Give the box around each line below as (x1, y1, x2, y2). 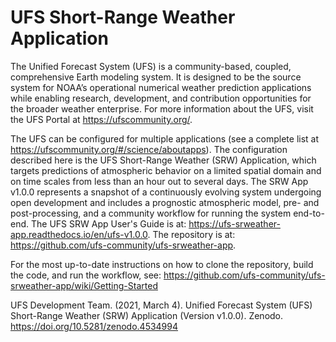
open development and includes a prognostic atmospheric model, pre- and (10, 196, 320, 208)
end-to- (293, 207, 325, 219)
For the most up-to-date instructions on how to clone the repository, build (10, 258, 314, 270)
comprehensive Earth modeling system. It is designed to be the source (10, 71, 302, 83)
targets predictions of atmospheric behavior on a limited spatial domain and (10, 164, 322, 176)
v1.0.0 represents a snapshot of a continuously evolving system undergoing (10, 186, 322, 198)
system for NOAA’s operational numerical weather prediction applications (10, 81, 312, 93)
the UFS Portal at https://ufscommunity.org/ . (10, 113, 193, 125)
